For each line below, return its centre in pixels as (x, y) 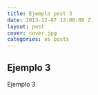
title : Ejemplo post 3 (40, 14)
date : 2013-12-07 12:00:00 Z (49, 20)
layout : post (26, 26)
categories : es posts (38, 40)
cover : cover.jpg (32, 33)
